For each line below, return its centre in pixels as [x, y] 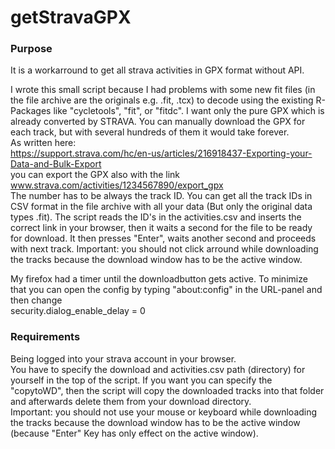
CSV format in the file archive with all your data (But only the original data [161, 207]
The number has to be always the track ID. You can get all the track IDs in [161, 196]
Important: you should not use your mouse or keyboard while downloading [164, 412]
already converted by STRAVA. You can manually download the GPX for [158, 122]
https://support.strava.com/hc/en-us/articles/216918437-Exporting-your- [161, 153]
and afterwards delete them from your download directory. [131, 401]
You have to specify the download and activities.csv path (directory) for [158, 369]
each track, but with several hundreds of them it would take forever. [150, 132]
